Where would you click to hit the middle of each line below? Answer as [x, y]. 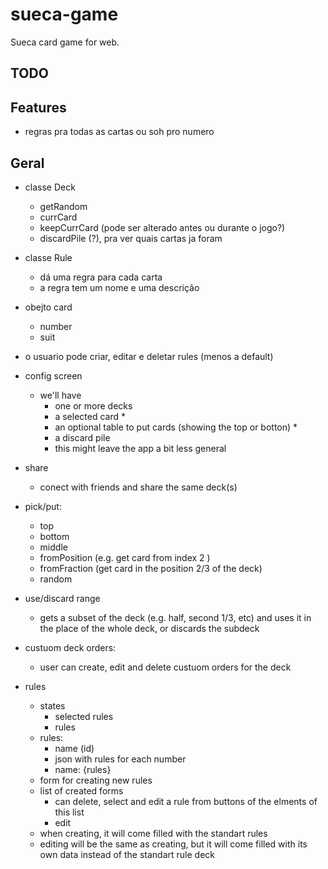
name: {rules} [83, 769]
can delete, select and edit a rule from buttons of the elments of [186, 801]
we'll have [60, 395]
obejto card [48, 307]
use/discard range [62, 598]
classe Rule [48, 257]
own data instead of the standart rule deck [127, 854]
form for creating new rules [96, 780]
